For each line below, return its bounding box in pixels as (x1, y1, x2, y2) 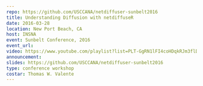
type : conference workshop (6, 65, 74, 71)
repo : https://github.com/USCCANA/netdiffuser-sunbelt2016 (6, 8, 158, 15)
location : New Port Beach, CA (6, 25, 83, 32)
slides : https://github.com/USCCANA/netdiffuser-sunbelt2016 (6, 59, 164, 65)
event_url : (6, 43, 34, 49)
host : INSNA (6, 31, 36, 38)
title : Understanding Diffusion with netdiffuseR (6, 15, 134, 21)
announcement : (6, 54, 42, 60)
